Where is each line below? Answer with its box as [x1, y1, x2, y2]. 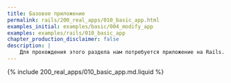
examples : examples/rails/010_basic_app [7, 29, 126, 37]
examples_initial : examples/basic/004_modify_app [7, 23, 154, 30]
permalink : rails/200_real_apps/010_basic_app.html [7, 17, 160, 24]
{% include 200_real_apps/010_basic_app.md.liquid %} [7, 67, 164, 76]
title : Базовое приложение [7, 10, 85, 17]
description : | [7, 42, 51, 49]
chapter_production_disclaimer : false [7, 36, 119, 43]
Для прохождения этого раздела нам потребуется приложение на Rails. [19, 49, 225, 56]
